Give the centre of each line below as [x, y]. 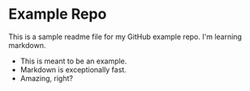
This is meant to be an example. [73, 61]
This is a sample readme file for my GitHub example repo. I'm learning [125, 37]
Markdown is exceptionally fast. [73, 69]
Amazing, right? [46, 78]
